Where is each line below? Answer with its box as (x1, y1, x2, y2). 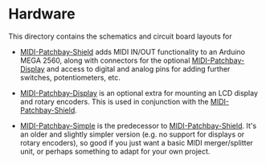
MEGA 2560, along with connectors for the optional (19, 55, 190, 65)
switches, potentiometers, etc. (19, 72, 121, 82)
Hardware (8, 5, 76, 23)
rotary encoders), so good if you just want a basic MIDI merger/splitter (19, 137, 253, 147)
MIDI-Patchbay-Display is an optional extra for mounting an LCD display (19, 88, 259, 97)
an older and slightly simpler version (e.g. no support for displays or (19, 129, 245, 139)
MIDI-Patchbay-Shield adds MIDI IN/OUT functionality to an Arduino (19, 47, 245, 56)
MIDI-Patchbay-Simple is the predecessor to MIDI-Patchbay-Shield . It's (19, 121, 257, 130)
